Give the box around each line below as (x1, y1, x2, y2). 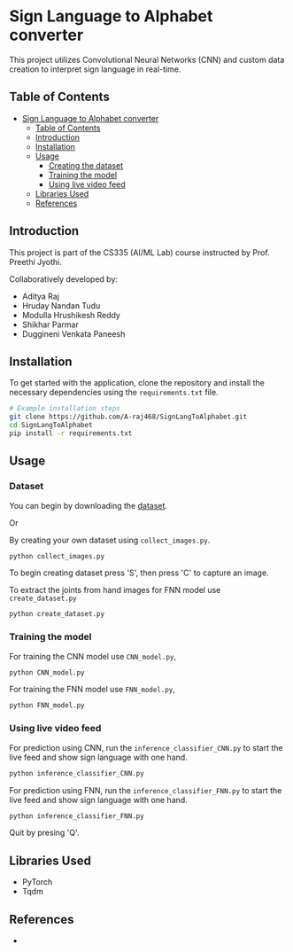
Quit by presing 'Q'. (9, 827, 80, 839)
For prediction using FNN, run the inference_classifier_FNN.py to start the (9, 784, 282, 795)
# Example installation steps (9, 404, 121, 413)
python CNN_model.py (9, 667, 86, 677)
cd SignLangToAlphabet (9, 421, 93, 430)
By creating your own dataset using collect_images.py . (9, 535, 211, 545)
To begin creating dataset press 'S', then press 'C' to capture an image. (9, 567, 269, 578)
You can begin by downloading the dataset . (9, 500, 168, 511)
